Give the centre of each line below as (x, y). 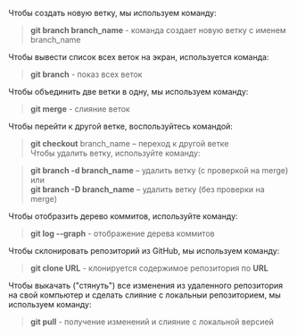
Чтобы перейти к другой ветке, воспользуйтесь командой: (121, 126)
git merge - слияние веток (80, 109)
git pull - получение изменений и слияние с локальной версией (152, 322)
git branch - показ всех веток (86, 74)
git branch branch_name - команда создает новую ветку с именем (158, 30)
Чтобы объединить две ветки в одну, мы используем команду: (128, 92)
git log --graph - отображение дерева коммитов (122, 233)
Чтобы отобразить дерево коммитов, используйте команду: (123, 216)
